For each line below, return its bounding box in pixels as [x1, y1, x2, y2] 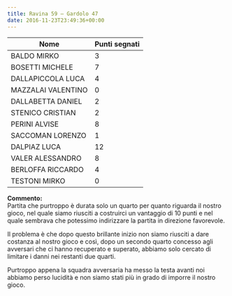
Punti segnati [94, 39, 140, 49]
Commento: [7, 194, 43, 202]
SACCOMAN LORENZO [10, 130, 87, 140]
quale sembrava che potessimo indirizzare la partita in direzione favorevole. [7, 216, 225, 225]
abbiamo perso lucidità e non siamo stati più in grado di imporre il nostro [7, 273, 216, 281]
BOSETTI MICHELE [10, 62, 73, 72]
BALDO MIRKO [10, 50, 59, 60]
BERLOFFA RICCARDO [10, 164, 84, 174]
